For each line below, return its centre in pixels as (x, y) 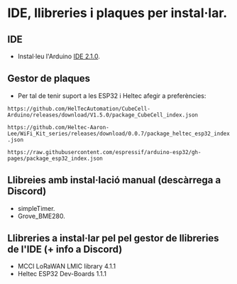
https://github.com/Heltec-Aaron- (59, 127)
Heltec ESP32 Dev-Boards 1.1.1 (62, 274)
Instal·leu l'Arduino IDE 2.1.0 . (59, 56)
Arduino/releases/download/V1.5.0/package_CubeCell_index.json (103, 115)
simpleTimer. (36, 208)
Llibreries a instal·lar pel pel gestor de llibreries (113, 238)
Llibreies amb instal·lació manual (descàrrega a (114, 180)
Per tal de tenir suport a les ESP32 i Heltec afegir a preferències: (112, 95)
